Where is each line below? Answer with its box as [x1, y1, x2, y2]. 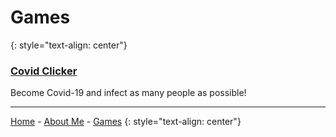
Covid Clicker [10, 64, 78, 78]
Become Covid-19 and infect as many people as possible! [10, 87, 247, 99]
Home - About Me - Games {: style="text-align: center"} [10, 116, 242, 128]
